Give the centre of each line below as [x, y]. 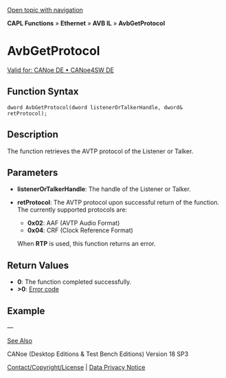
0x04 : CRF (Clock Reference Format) [80, 230]
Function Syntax [43, 92]
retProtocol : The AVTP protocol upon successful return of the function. [118, 203]
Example [26, 311]
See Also [20, 341]
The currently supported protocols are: [72, 210]
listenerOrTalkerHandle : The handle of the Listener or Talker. [104, 189]
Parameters [33, 172]
